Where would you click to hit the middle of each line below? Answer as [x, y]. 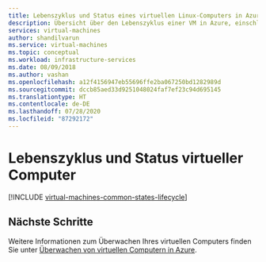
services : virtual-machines [55, 30]
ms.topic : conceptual [44, 52]
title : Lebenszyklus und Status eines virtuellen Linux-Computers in [125, 15]
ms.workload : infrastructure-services [72, 60]
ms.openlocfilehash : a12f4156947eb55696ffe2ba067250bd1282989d [115, 82]
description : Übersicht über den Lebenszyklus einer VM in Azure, [120, 23]
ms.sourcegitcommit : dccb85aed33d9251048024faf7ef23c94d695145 [115, 89]
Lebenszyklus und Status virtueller [126, 158]
